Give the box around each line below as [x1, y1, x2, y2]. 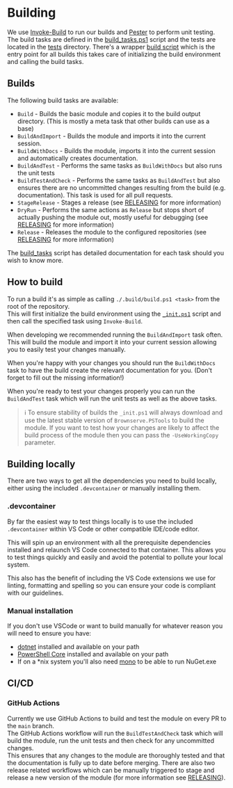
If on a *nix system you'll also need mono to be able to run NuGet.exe [17, 657, 217, 666]
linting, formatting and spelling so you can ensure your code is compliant [7, 581, 216, 589]
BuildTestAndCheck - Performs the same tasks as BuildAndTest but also [17, 176, 220, 184]
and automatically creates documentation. [17, 154, 138, 162]
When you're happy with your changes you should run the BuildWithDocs [7, 358, 216, 367]
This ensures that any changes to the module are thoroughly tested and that [7, 751, 225, 759]
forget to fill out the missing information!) [7, 373, 124, 382]
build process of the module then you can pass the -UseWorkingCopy [24, 431, 219, 439]
